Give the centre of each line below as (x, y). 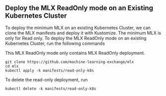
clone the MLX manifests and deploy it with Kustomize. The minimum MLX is (83, 33)
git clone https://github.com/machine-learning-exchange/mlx (70, 62)
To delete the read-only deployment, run (46, 80)
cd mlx (12, 66)
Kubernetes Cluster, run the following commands (55, 43)
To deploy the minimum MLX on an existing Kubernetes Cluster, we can (78, 28)
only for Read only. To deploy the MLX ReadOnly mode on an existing (76, 38)
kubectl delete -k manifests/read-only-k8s (51, 89)
